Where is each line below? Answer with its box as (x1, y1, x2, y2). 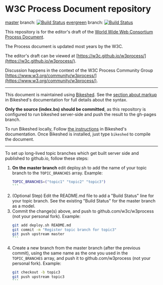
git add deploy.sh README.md (12, 222, 71, 228)
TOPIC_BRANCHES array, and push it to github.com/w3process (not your (12, 255, 151, 261)
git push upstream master (12, 232, 65, 236)
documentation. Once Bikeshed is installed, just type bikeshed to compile (5, 131, 151, 137)
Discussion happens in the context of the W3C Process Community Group (5, 67, 153, 73)
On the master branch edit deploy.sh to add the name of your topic (12, 165, 147, 170)
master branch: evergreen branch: (5, 19, 103, 25)
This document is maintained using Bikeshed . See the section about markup (5, 91, 157, 98)
